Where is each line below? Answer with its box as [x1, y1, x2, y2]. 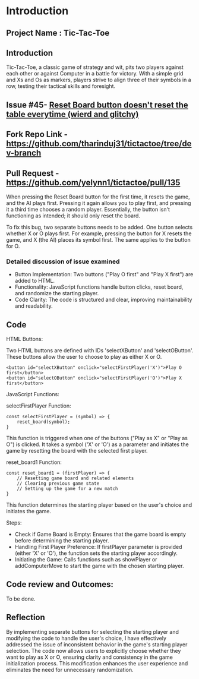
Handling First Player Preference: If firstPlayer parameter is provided [14, 544, 182, 551]
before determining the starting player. [14, 537, 109, 544]
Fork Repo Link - [6, 130, 68, 140]
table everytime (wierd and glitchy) [6, 109, 139, 119]
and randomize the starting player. [14, 290, 99, 297]
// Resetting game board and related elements [17, 475, 134, 482]
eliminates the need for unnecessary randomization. [6, 666, 134, 673]
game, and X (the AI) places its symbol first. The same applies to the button [6, 236, 191, 243]
